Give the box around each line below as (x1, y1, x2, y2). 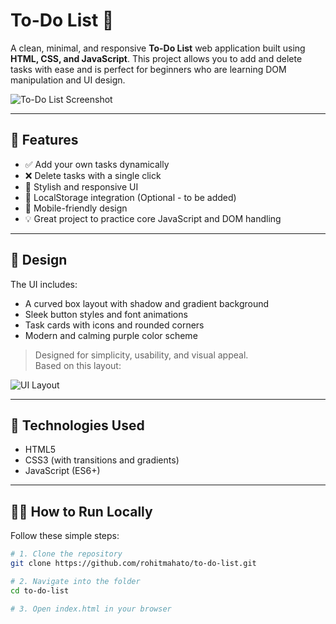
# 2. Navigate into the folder (10, 576, 141, 586)
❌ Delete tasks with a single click (24, 169, 162, 181)
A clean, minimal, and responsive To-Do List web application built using (10, 42, 306, 54)
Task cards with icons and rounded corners (24, 319, 205, 331)
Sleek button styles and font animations (24, 308, 188, 320)
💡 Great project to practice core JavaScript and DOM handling (24, 212, 282, 224)
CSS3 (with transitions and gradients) (24, 454, 180, 466)
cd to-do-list (10, 585, 70, 596)
